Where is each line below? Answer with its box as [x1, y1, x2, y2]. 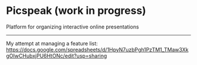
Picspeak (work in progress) [6, 4, 147, 17]
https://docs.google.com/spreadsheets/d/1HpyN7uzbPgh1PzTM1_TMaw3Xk [6, 46, 189, 53]
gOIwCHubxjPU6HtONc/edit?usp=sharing [6, 52, 107, 59]
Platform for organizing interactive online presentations [6, 23, 140, 30]
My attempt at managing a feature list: [6, 39, 98, 47]
